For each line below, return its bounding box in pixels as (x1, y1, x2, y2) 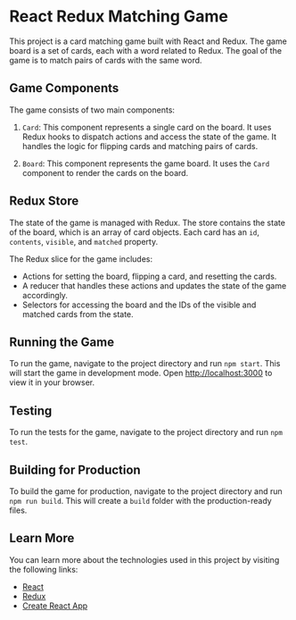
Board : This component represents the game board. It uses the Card (21, 158, 270, 169)
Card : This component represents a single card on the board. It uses (21, 121, 272, 132)
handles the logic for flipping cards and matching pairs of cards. (21, 140, 259, 151)
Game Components (9, 80, 119, 96)
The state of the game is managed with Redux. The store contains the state (9, 217, 285, 228)
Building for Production (9, 462, 141, 477)
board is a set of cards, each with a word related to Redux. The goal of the (9, 45, 283, 55)
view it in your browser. (9, 377, 95, 388)
